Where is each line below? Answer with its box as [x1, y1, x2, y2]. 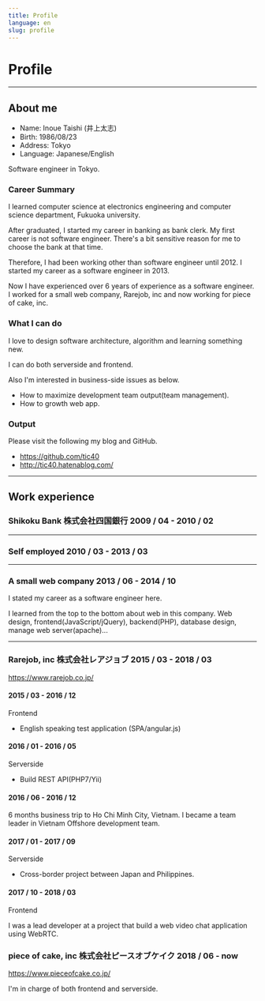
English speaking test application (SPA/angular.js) [19, 724, 181, 733]
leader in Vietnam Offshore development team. [8, 818, 160, 828]
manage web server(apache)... [8, 626, 108, 635]
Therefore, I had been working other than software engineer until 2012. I [8, 258, 243, 267]
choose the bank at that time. [8, 243, 104, 252]
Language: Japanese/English [19, 149, 114, 159]
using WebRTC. [8, 929, 59, 939]
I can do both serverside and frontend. [8, 359, 134, 369]
